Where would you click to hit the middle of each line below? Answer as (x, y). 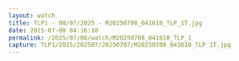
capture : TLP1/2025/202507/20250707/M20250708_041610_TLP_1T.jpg (119, 45)
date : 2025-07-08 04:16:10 (53, 30)
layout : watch (32, 15)
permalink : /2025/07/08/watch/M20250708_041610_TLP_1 (100, 38)
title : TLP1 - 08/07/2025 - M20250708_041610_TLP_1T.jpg (105, 23)
